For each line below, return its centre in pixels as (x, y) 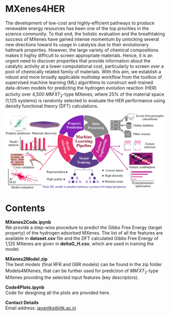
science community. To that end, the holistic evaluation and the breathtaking (85, 34)
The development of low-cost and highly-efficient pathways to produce (80, 23)
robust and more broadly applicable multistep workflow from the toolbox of (84, 77)
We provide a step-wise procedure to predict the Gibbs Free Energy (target (84, 227)
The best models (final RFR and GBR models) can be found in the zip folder (84, 265)
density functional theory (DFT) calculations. (52, 106)
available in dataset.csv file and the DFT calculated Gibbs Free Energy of (82, 238)
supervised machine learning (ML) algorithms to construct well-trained (79, 82)
